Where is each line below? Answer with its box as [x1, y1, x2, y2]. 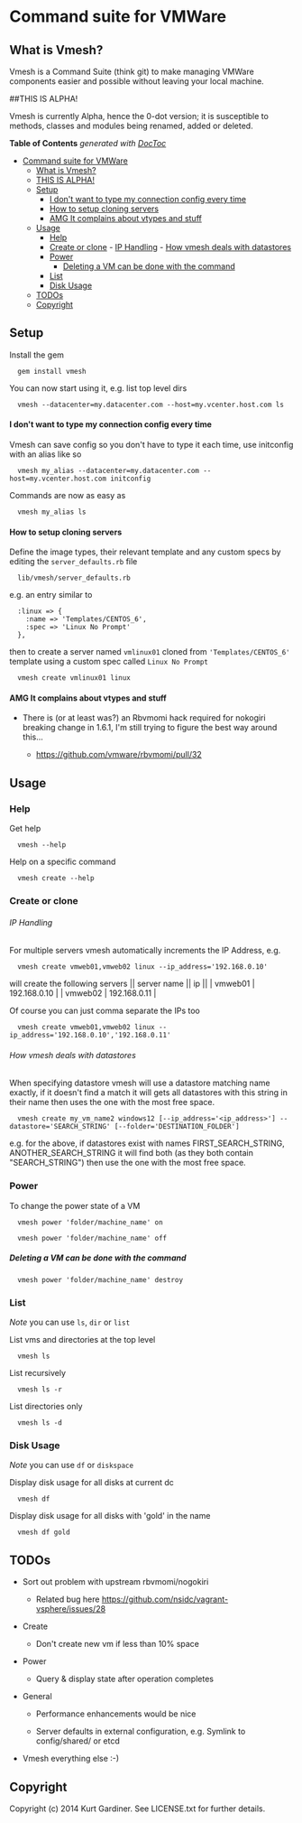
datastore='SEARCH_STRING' [9, 1122, 111, 1131]
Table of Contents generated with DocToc [9, 138, 167, 148]
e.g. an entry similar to [9, 590, 93, 600]
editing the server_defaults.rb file [9, 556, 138, 567]
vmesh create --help [17, 874, 95, 883]
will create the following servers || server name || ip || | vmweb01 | [9, 978, 255, 990]
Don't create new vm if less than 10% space [35, 1639, 200, 1650]
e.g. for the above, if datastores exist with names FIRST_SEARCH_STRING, [9, 1138, 286, 1149]
